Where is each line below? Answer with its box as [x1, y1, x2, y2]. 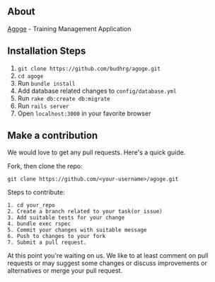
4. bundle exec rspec [7, 220, 71, 227]
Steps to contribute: [7, 188, 65, 197]
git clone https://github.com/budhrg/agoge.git [17, 65, 161, 72]
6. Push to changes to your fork [7, 233, 106, 240]
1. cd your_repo [7, 202, 55, 209]
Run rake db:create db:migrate [17, 94, 111, 102]
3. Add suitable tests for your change [7, 214, 125, 222]
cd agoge [17, 72, 44, 80]
